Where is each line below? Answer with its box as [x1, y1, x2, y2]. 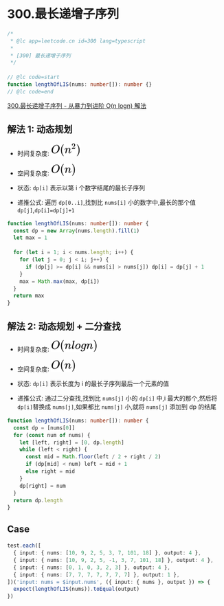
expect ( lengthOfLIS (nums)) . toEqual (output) [13, 585, 139, 593]
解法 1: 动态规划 [7, 124, 74, 135]
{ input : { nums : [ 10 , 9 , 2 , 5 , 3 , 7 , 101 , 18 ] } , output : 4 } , [13, 550, 201, 557]
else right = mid [25, 468, 76, 475]
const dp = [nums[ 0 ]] [13, 424, 76, 431]
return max [13, 293, 45, 300]
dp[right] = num [19, 482, 67, 489]
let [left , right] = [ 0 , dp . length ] [19, 439, 125, 446]
